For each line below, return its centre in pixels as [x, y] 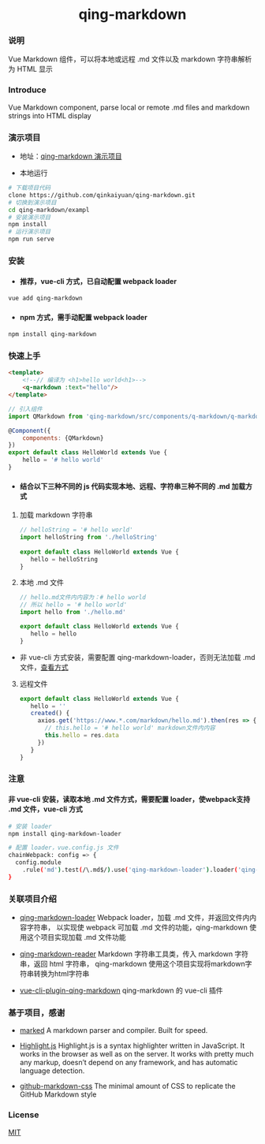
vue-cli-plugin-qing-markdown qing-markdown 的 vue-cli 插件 [121, 990]
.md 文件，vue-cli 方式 [45, 809]
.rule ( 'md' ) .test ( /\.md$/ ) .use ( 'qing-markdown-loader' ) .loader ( [130, 870]
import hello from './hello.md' [73, 613]
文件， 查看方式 [44, 667]
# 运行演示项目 [30, 232]
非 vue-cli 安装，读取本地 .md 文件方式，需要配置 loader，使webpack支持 [129, 799]
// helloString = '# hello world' [76, 530]
